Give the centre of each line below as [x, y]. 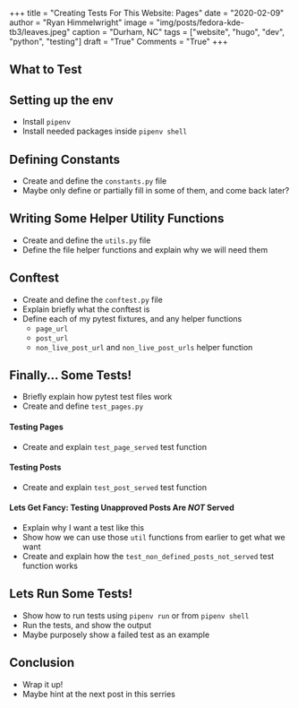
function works [50, 566]
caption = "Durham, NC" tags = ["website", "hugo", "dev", [178, 32]
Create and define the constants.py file [94, 181]
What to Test [46, 69]
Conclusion [42, 663]
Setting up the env [61, 100]
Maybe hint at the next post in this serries [99, 694]
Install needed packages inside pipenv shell [105, 131]
